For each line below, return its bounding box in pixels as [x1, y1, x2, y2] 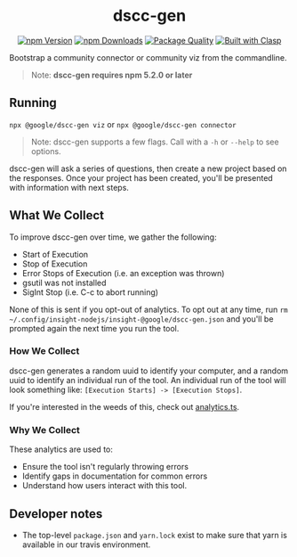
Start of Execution [21, 249, 89, 259]
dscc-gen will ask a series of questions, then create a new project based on [9, 163, 287, 174]
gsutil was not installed [21, 277, 107, 288]
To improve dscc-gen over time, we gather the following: [9, 232, 217, 242]
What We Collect [9, 208, 105, 223]
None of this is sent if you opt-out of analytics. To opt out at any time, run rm [9, 304, 288, 315]
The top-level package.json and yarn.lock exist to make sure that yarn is [21, 529, 287, 540]
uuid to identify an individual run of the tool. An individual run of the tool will [9, 374, 286, 385]
